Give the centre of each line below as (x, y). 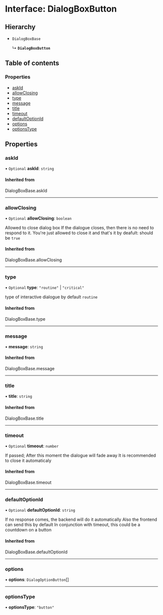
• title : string (19, 396)
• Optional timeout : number (32, 446)
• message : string (24, 346)
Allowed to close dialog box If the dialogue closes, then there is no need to (80, 227)
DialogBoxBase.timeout (28, 482)
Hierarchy (20, 27)
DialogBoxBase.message (30, 369)
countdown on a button (28, 530)
